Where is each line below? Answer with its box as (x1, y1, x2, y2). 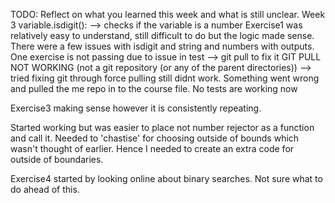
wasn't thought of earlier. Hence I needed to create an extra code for (10, 143, 295, 154)
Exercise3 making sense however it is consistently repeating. (10, 102, 262, 114)
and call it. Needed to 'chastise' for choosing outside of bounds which (10, 132, 300, 144)
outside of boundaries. (10, 154, 104, 165)
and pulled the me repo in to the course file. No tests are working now (10, 83, 298, 94)
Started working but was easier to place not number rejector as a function (10, 122, 315, 133)
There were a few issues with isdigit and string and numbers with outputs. (10, 40, 315, 52)
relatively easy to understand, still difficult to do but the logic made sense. (10, 30, 315, 41)
